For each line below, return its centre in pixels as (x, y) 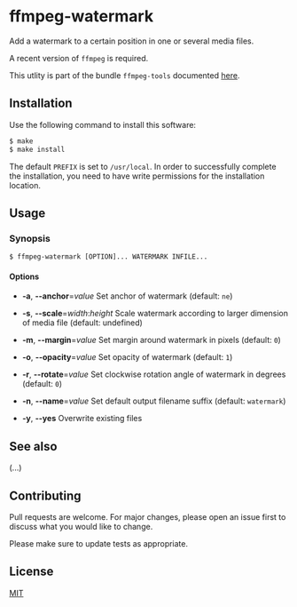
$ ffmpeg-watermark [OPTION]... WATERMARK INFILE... (109, 257)
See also (33, 446)
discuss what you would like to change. (81, 527)
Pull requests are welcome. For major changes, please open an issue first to (148, 517)
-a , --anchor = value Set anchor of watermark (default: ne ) (127, 296)
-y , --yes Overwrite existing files (82, 419)
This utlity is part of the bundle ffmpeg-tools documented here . (125, 75)
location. (25, 185)
